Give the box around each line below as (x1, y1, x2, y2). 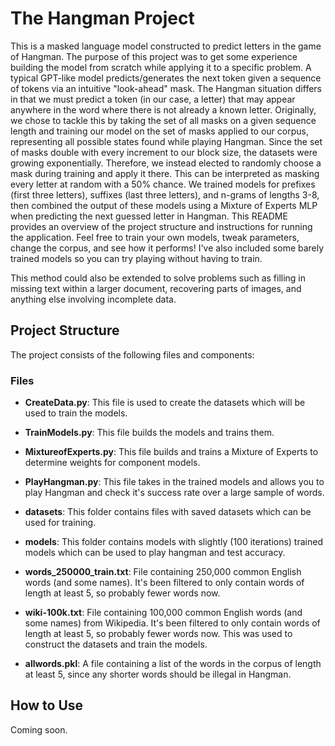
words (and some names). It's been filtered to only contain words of (24, 577, 305, 589)
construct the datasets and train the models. (24, 638, 208, 651)
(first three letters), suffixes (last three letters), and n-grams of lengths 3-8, (10, 188, 320, 201)
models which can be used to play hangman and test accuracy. (24, 547, 286, 559)
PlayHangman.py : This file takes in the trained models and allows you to (24, 476, 325, 488)
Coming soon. (10, 723, 68, 736)
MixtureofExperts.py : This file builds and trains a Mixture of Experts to (24, 446, 319, 458)
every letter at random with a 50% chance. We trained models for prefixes (10, 178, 316, 190)
